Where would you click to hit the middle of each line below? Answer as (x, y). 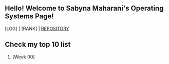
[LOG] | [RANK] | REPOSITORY (37, 28)
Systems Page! (30, 17)
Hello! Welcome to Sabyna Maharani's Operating (84, 8)
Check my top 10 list (38, 44)
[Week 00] (23, 57)
